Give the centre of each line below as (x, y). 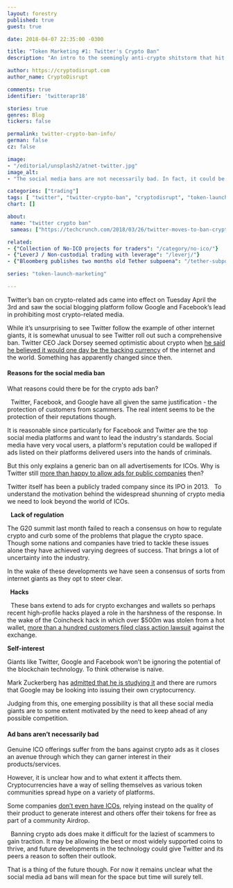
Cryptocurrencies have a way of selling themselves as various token (105, 785)
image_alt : (23, 172)
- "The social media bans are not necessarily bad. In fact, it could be (116, 179)
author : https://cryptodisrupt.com (59, 71)
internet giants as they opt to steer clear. (65, 579)
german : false (28, 140)
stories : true (28, 108)
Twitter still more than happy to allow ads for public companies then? (106, 473)
